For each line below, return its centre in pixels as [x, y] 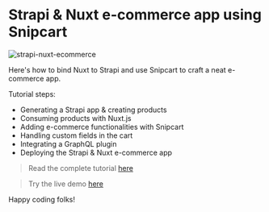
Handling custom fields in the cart [76, 135]
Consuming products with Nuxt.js [76, 118]
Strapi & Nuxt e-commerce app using [135, 15]
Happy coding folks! [42, 199]
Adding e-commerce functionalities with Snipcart [102, 127]
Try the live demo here [65, 184]
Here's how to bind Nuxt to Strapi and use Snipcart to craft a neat [117, 69]
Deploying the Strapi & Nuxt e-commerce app [96, 152]
